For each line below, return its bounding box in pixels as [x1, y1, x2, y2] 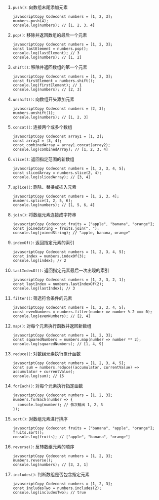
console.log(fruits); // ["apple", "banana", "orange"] [12, 434, 130, 439]
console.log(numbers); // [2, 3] [12, 87, 82, 92]
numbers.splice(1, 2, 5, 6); [12, 198, 73, 203]
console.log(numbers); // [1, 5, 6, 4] [12, 203, 95, 208]
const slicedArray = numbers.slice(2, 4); [12, 170, 102, 175]
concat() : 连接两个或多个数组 [12, 124, 73, 130]
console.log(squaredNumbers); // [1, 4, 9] [12, 341, 104, 346]
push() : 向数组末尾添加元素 [12, 4, 68, 10]
